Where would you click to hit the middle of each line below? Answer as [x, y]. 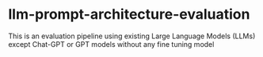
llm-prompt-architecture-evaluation [129, 14]
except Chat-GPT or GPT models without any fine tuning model [111, 44]
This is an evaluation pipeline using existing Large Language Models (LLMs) [132, 36]
